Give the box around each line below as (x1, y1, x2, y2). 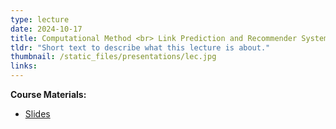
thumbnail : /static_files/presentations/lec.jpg (10, 52, 217, 62)
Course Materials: (10, 89, 87, 100)
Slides (24, 108, 51, 120)
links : (10, 61, 38, 71)
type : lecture (10, 14, 70, 25)
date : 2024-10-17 (10, 24, 83, 34)
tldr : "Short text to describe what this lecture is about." (10, 42, 271, 53)
